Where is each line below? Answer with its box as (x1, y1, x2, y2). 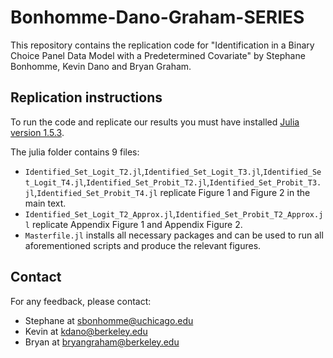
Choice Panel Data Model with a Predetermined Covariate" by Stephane (10, 49, 306, 61)
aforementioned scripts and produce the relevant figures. (24, 239, 262, 251)
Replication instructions (10, 89, 163, 106)
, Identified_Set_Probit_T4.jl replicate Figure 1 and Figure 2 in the (34, 186, 311, 198)
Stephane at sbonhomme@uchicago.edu (24, 314, 194, 326)
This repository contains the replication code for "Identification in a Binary (10, 39, 315, 51)
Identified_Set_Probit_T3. (209, 177, 322, 188)
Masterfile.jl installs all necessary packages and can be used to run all (24, 229, 324, 241)
